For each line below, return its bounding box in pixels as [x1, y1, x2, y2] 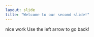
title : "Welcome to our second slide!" [5, 12, 90, 17]
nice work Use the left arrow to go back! [5, 26, 90, 32]
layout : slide [5, 7, 36, 13]
